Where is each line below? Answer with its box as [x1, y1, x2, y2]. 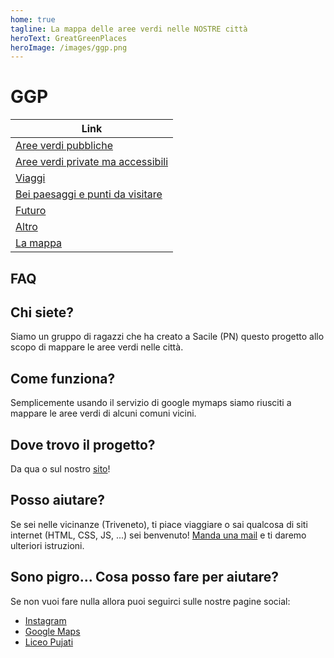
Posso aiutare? [10, 492, 105, 509]
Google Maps [24, 625, 81, 637]
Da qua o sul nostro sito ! [10, 463, 111, 475]
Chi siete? [10, 304, 74, 321]
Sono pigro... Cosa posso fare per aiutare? [10, 569, 280, 586]
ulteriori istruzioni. [10, 539, 85, 551]
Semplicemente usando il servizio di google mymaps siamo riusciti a [10, 397, 292, 409]
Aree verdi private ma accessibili [15, 155, 169, 169]
